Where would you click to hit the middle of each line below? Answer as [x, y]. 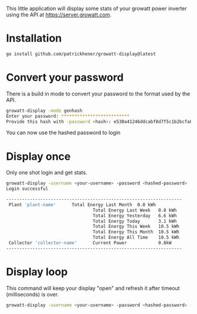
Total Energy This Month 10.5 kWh [136, 232]
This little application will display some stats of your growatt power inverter [97, 8]
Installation [34, 38]
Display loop [37, 272]
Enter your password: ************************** [68, 116]
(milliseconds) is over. [33, 294]
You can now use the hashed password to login [63, 133]
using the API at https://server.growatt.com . [59, 15]
